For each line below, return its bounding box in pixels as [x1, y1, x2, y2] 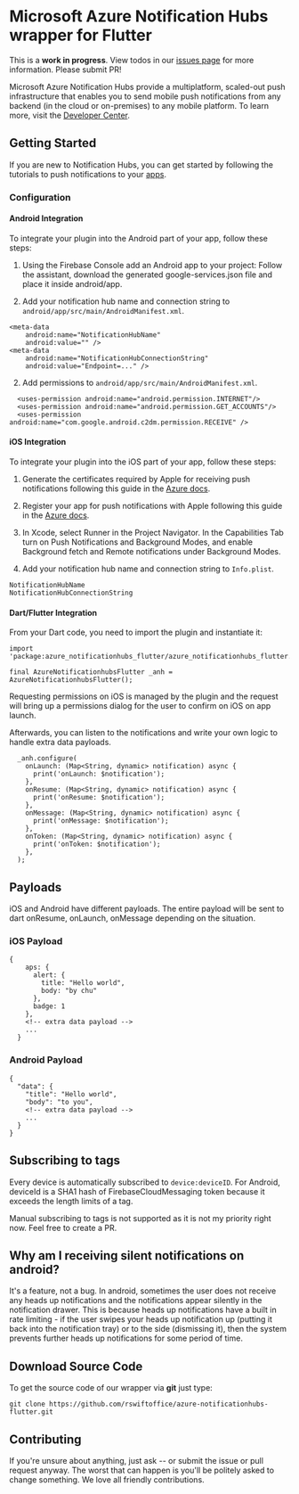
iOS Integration [9, 437, 67, 447]
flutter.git [9, 1408, 53, 1416]
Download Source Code [9, 1359, 143, 1374]
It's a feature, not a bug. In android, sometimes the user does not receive [9, 1285, 277, 1296]
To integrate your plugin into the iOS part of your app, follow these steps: [9, 456, 277, 467]
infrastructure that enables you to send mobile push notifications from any [9, 91, 282, 102]
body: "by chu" [41, 987, 98, 996]
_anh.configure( [17, 754, 77, 763]
